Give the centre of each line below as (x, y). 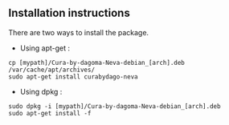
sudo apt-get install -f (50, 113)
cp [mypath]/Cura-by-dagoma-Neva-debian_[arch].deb (96, 62)
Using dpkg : (41, 91)
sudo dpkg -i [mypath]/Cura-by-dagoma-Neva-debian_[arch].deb (115, 106)
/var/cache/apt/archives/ (51, 70)
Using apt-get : (45, 48)
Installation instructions (69, 13)
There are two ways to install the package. (79, 32)
